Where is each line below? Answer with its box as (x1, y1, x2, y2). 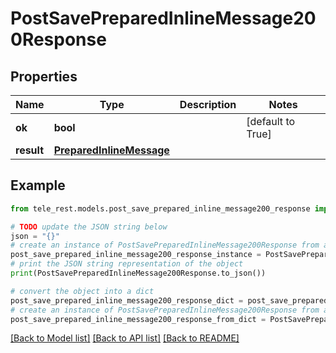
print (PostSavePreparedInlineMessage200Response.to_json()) (10, 268, 267, 279)
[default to (246, 115, 296, 128)
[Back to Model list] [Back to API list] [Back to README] (10, 332, 240, 344)
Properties (10, 68, 78, 85)
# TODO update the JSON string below (10, 222, 168, 232)
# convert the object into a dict (10, 286, 155, 296)
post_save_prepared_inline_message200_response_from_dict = (10, 314, 267, 324)
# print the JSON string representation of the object (10, 259, 244, 269)
